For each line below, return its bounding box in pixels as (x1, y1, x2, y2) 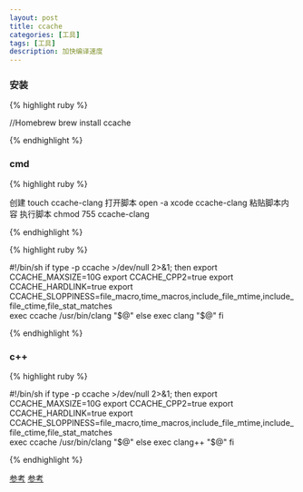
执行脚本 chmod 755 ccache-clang (19, 208, 150, 219)
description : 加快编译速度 (9, 47, 103, 56)
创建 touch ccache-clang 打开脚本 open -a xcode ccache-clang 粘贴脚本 (9, 197, 282, 208)
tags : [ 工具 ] (9, 38, 56, 48)
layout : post (9, 13, 59, 23)
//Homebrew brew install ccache (9, 117, 132, 128)
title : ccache (9, 22, 64, 31)
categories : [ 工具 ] (9, 30, 81, 39)
